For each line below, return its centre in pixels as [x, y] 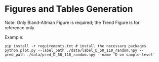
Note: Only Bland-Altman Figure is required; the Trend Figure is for [72, 22]
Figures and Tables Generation [69, 9]
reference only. [20, 27]
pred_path [15, 55]
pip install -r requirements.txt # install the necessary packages [76, 46]
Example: [14, 37]
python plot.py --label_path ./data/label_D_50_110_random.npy [71, 50]
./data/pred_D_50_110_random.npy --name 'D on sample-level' [91, 55]
